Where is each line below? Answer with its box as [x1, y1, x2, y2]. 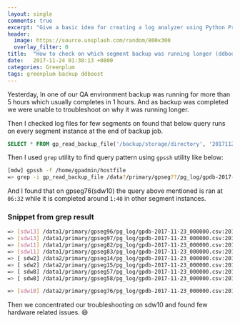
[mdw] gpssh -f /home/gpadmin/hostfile [7, 167, 126, 174]
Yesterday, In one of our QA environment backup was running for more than [7, 90, 231, 99]
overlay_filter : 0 [14, 44, 69, 51]
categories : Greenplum [7, 64, 75, 71]
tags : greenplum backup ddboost [7, 70, 104, 77]
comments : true [7, 17, 53, 24]
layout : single [7, 10, 53, 18]
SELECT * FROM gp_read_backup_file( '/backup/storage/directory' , [7, 140, 206, 147]
